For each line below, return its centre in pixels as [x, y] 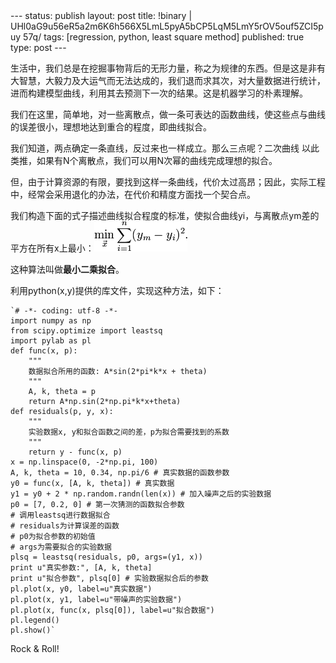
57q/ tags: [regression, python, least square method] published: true [164, 37]
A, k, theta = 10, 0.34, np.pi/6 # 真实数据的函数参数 [120, 473]
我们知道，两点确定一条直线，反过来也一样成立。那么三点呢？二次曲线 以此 [165, 148]
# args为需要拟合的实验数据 [61, 547]
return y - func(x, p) [75, 452]
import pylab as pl [51, 341]
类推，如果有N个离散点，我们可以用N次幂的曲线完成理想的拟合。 [144, 160]
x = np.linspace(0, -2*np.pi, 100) [84, 462]
